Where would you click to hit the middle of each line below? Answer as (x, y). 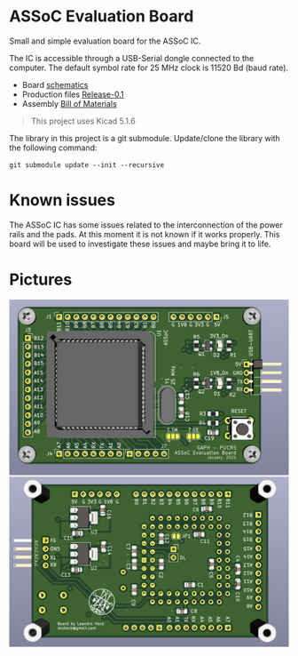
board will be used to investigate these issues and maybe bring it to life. (140, 244)
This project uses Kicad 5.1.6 (83, 121)
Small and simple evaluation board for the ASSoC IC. (105, 41)
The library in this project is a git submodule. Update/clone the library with (145, 138)
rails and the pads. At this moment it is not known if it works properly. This (145, 234)
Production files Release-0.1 (73, 94)
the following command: (53, 148)
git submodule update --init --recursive (87, 165)
